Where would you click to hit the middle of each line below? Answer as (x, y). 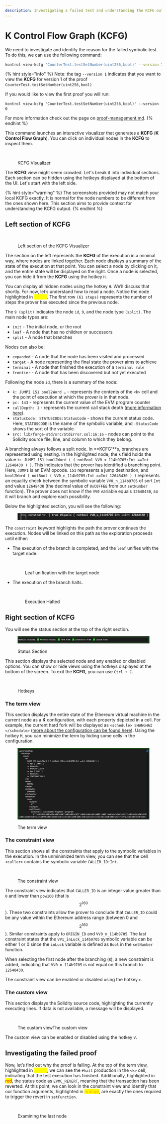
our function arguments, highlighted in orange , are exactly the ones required (83, 1092)
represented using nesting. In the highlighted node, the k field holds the (78, 454)
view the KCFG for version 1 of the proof (46, 79)
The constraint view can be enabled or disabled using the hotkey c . (74, 980)
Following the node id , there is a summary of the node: (61, 382)
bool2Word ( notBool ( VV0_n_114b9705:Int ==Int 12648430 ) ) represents (83, 476)
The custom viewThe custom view (53, 1028)
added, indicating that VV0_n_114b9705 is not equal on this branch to (74, 965)
